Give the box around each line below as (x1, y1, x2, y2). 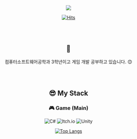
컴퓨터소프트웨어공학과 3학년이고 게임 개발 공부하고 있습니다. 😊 (5, 59, 132, 65)
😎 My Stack (49, 89, 88, 98)
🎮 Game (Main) (49, 104, 88, 112)
